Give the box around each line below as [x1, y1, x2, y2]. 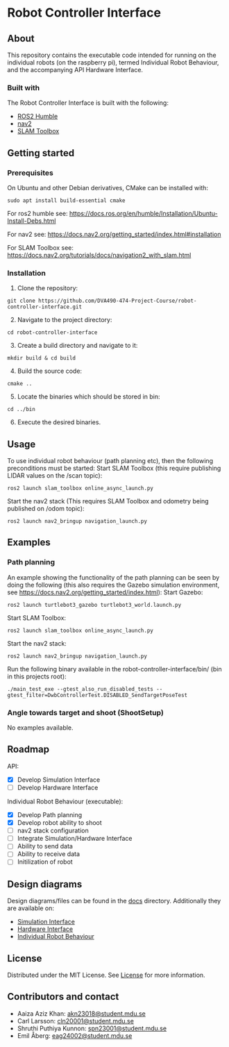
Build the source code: [17, 367, 82, 376]
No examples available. [7, 723, 74, 732]
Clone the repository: [17, 284, 78, 292]
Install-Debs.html [7, 217, 56, 225]
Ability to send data [17, 842, 73, 851]
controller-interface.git [7, 303, 82, 310]
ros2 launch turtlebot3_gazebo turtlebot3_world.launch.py [7, 601, 182, 608]
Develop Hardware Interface [17, 783, 99, 791]
